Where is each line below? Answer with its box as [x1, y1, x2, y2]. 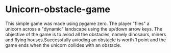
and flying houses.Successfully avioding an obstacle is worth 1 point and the [5, 37, 166, 43]
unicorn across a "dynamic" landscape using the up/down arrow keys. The [5, 25, 162, 32]
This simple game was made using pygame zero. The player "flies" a [5, 20, 150, 26]
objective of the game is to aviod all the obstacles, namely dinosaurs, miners [5, 31, 166, 37]
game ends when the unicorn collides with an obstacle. [5, 42, 121, 48]
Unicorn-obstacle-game [5, 4, 111, 15]
